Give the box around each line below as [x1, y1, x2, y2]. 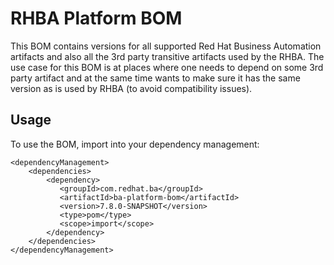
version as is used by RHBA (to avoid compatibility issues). [10, 82, 253, 94]
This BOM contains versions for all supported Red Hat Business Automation [10, 40, 322, 52]
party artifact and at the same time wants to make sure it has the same [10, 72, 301, 84]
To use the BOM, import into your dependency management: [10, 138, 260, 150]
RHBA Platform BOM [10, 7, 183, 30]
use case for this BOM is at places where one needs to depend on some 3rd [10, 61, 324, 73]
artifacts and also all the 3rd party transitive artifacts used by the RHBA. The [10, 50, 325, 62]
